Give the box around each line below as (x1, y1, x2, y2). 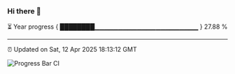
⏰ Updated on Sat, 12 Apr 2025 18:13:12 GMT (7, 45, 138, 54)
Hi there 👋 (7, 6, 42, 16)
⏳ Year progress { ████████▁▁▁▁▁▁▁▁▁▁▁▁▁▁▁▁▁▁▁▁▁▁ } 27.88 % (7, 22, 228, 31)
